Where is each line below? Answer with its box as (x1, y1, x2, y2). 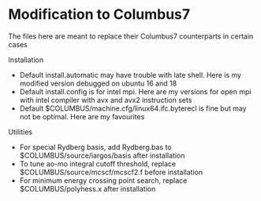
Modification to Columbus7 (8, 5, 191, 24)
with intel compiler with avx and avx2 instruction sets (19, 95, 192, 104)
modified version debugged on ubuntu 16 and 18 (19, 79, 177, 88)
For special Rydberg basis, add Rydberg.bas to (19, 142, 172, 152)
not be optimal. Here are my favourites (19, 111, 145, 121)
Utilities (8, 127, 33, 137)
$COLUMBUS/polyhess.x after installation (19, 184, 156, 193)
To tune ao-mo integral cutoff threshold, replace (19, 159, 177, 168)
